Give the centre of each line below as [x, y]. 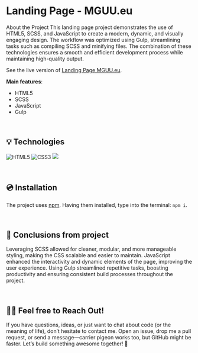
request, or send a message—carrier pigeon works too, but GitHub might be [99, 338]
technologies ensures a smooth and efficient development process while [95, 52]
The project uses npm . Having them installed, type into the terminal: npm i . [97, 205]
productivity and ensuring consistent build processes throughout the [90, 274]
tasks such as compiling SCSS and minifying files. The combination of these [99, 46]
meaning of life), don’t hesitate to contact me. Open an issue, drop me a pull [99, 331]
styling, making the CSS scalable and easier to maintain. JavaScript [88, 255]
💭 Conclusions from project [58, 235]
